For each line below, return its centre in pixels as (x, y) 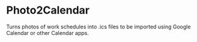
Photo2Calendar (48, 10)
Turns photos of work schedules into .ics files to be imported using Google (98, 27)
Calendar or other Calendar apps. (47, 33)
